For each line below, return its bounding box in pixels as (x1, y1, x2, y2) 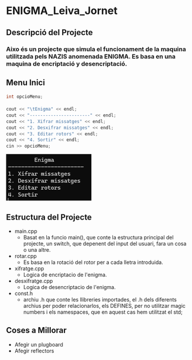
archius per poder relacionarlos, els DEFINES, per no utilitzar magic (23, 303, 186, 309)
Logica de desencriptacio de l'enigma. (23, 284, 116, 290)
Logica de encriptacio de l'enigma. (23, 271, 107, 278)
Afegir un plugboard (14, 341, 63, 348)
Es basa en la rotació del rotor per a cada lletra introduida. (23, 259, 163, 266)
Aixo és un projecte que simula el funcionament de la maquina (6, 45, 186, 53)
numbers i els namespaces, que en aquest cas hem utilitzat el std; (23, 308, 183, 316)
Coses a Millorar (6, 325, 67, 335)
